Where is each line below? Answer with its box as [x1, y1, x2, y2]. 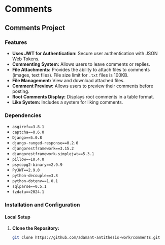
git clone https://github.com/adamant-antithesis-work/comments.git [12, 235, 160, 240]
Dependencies [5, 112, 42, 119]
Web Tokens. [12, 56, 40, 62]
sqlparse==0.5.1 [12, 184, 47, 189]
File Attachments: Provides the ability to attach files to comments [12, 66, 150, 72]
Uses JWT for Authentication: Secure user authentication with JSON [12, 50, 158, 56]
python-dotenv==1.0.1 [12, 179, 58, 184]
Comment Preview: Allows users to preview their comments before [12, 83, 153, 89]
